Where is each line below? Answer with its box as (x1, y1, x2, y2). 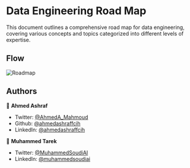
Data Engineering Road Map (6, 4, 147, 18)
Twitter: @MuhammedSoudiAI (14, 149, 88, 156)
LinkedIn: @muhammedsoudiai (14, 155, 91, 162)
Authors (6, 86, 37, 96)
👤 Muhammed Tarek (6, 137, 58, 144)
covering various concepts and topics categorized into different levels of (6, 30, 184, 37)
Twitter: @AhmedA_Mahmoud (14, 114, 88, 121)
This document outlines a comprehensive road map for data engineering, (6, 24, 185, 31)
